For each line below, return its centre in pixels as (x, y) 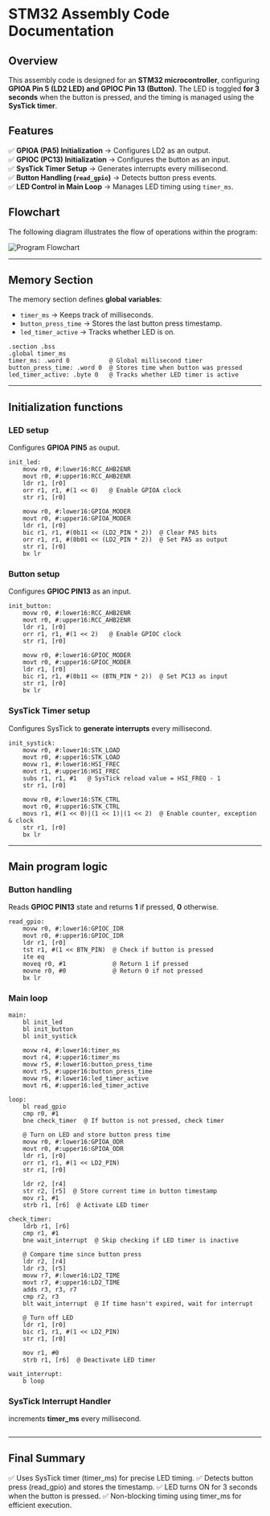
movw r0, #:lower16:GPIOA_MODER (77, 511)
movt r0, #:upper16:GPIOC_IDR (74, 936)
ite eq (34, 957)
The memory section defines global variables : (85, 299)
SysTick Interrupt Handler (60, 1401)
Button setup (34, 574)
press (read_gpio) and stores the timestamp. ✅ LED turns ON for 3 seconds (133, 1487)
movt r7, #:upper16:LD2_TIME (72, 1282)
